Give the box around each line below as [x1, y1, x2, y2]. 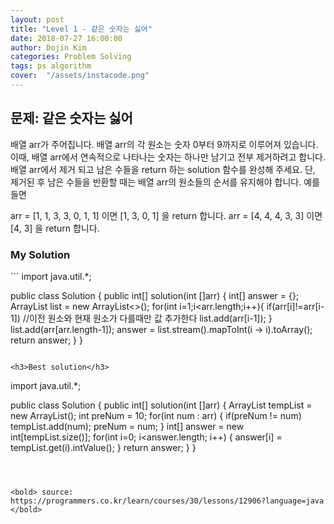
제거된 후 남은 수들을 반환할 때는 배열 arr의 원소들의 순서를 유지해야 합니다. [10, 176, 302, 188]
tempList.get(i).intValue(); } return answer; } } [10, 441, 197, 453]
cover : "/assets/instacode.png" [10, 71, 150, 81]
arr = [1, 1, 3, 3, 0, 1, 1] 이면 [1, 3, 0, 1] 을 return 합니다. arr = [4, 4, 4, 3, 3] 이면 [10, 209, 323, 221]
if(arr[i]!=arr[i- [266, 300, 325, 312]
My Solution [10, 247, 71, 261]
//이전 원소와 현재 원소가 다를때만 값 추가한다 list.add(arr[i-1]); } [22, 312, 273, 324]
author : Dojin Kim [10, 42, 87, 53]
